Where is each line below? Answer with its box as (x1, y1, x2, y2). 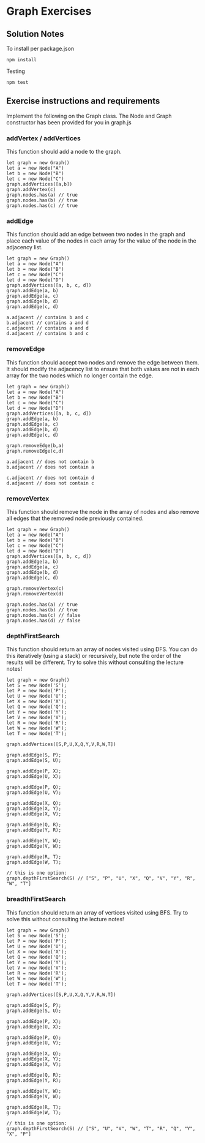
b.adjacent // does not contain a (6, 464, 95, 470)
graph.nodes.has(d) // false (6, 617, 81, 624)
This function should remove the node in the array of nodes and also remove (6, 508, 199, 515)
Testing (6, 67, 26, 75)
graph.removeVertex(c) (6, 586, 64, 592)
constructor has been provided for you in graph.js (6, 118, 132, 126)
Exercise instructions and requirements (6, 96, 160, 107)
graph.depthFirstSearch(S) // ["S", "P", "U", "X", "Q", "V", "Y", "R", (6, 875, 196, 881)
